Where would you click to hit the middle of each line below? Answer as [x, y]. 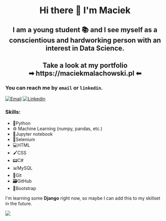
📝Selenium [24, 139]
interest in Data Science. [85, 48]
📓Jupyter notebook [33, 134]
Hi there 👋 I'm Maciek [85, 10]
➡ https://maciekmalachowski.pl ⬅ [85, 73]
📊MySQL [23, 168]
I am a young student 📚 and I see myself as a [85, 30]
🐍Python [22, 123]
